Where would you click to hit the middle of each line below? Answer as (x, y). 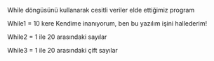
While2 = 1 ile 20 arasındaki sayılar (57, 37)
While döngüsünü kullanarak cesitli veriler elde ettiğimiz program (101, 10)
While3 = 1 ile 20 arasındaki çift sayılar (62, 50)
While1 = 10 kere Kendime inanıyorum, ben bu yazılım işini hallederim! (107, 23)
